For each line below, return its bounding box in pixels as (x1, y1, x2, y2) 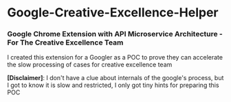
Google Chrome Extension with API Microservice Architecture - (7, 29, 223, 39)
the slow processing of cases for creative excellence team (7, 60, 173, 69)
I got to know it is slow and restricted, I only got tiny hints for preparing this (7, 81, 219, 90)
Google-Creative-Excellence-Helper (7, 5, 219, 21)
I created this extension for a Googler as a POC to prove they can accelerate (7, 53, 223, 62)
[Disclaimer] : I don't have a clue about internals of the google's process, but (7, 74, 224, 82)
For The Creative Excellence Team (7, 38, 124, 47)
